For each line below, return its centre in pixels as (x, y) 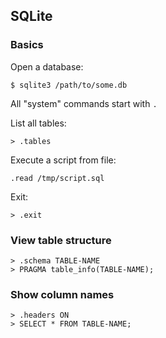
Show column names (62, 294)
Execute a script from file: (63, 160)
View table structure (61, 240)
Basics (27, 45)
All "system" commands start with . (84, 103)
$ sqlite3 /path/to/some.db (69, 85)
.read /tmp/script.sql (57, 178)
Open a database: (47, 66)
